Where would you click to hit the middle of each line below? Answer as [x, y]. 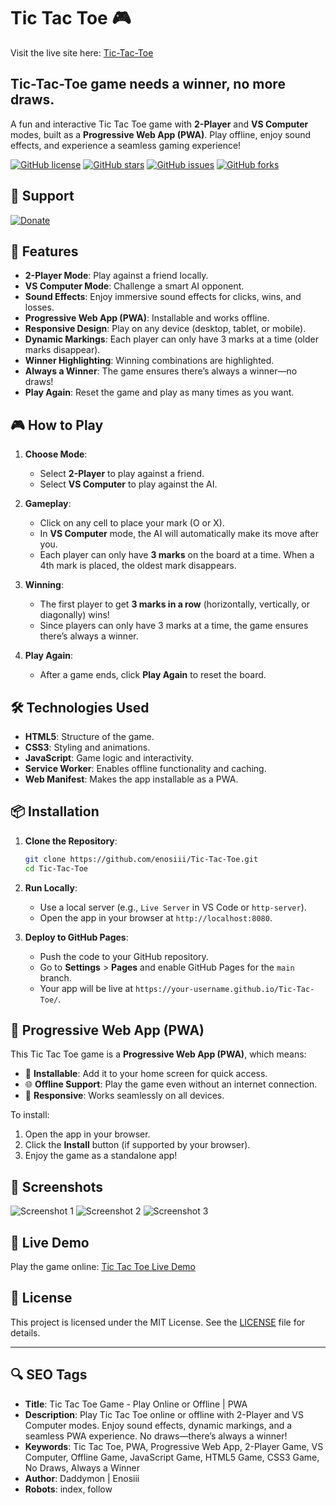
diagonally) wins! [74, 615]
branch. [55, 977]
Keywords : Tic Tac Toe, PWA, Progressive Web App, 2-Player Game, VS [174, 1446]
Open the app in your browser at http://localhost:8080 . [156, 917]
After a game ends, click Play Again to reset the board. [153, 675]
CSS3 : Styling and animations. [87, 747]
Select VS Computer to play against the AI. [128, 484]
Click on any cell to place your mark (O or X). [132, 523]
